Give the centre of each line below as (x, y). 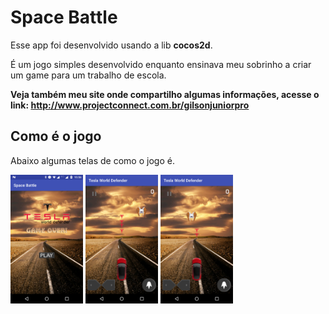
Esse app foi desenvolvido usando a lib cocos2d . (111, 45)
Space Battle (64, 17)
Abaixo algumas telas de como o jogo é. (92, 160)
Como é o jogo (56, 136)
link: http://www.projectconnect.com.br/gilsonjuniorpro (130, 105)
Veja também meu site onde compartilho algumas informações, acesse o (165, 94)
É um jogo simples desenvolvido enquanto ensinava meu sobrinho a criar (161, 64)
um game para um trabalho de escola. (88, 75)
